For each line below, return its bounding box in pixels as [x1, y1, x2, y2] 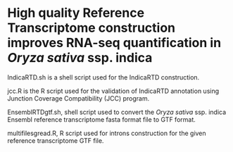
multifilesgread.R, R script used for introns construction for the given [7, 129, 206, 137]
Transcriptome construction [7, 20, 176, 36]
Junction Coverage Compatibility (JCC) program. [7, 94, 150, 103]
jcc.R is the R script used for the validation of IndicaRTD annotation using [7, 87, 220, 95]
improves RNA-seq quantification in [7, 35, 222, 51]
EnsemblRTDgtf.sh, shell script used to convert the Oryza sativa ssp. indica [7, 108, 227, 116]
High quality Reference [7, 5, 145, 21]
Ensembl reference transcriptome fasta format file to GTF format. [7, 115, 196, 124]
